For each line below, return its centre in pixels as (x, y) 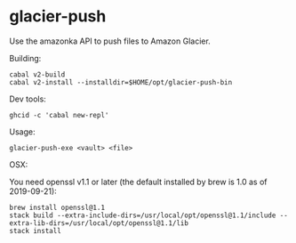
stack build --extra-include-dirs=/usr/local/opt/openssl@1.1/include (143, 215)
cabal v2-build (37, 74)
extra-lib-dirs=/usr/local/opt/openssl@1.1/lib (99, 223)
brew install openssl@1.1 (57, 207)
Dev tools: (28, 99)
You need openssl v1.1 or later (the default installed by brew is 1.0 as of (139, 182)
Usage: (22, 132)
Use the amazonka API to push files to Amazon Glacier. (110, 41)
